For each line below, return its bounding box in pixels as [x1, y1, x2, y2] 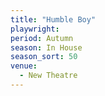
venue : [10, 61, 38, 71]
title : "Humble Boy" [10, 14, 97, 25]
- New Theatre [19, 71, 78, 81]
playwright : [10, 24, 60, 34]
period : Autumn [10, 33, 74, 43]
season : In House [10, 42, 83, 53]
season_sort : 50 [10, 52, 78, 62]
